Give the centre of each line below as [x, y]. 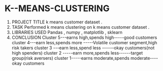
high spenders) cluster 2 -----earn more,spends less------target [77, 53]
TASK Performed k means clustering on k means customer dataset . [81, 27]
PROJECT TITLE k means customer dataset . [57, 22]
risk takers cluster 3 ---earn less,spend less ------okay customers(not [83, 48]
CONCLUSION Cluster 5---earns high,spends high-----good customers [84, 37]
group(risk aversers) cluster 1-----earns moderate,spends [71, 58]
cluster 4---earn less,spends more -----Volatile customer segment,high [84, 42]
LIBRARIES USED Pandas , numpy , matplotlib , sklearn [67, 32]
